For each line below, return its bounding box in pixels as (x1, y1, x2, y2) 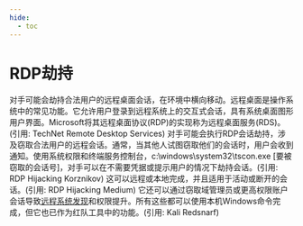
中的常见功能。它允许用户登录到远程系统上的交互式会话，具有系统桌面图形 (16, 105, 294, 117)
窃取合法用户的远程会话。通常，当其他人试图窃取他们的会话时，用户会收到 (16, 140, 294, 150)
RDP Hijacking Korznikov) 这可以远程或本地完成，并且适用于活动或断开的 (9, 173, 280, 185)
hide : (9, 13, 30, 23)
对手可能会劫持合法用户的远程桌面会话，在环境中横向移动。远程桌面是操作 (9, 95, 286, 105)
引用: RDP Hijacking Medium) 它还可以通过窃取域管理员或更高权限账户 (28, 185, 289, 195)
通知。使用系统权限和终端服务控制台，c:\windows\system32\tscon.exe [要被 (9, 150, 292, 162)
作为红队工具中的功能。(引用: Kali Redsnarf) (56, 207, 219, 218)
